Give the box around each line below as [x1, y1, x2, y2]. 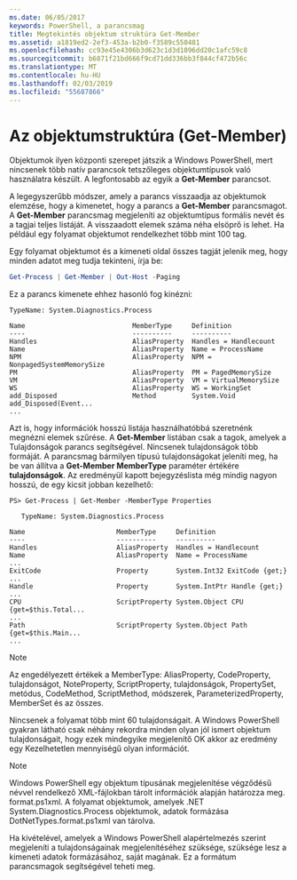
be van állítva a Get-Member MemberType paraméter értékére [9, 460, 239, 471]
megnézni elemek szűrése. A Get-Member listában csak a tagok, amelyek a [9, 432, 286, 443]
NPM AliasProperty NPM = [9, 353, 213, 362]
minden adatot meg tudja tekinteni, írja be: [9, 255, 164, 267]
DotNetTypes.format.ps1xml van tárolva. [9, 815, 156, 827]
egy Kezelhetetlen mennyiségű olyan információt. [9, 743, 190, 754]
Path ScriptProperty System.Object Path [9, 621, 248, 630]
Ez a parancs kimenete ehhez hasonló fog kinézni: [9, 289, 193, 300]
